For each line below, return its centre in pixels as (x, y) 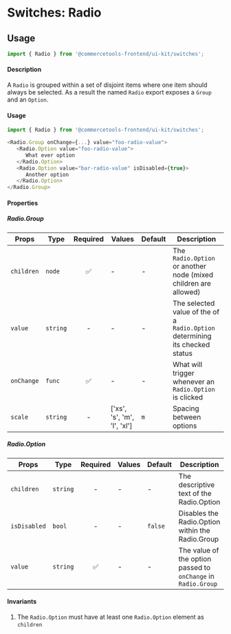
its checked (191, 344)
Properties (23, 203)
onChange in (196, 576)
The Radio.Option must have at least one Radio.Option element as (110, 617)
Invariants (22, 602)
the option (195, 559)
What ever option (50, 155)
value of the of (196, 312)
